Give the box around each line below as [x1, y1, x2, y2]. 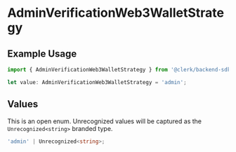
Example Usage [7, 48, 77, 60]
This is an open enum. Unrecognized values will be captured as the [7, 117, 202, 125]
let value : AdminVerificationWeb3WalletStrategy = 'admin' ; [7, 78, 188, 85]
